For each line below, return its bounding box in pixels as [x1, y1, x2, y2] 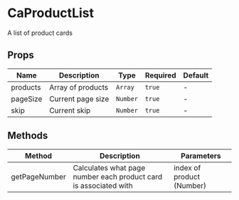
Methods [7, 130, 48, 142]
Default [183, 70, 209, 80]
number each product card [73, 172, 163, 181]
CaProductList [7, 5, 95, 21]
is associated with [73, 180, 133, 190]
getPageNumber [11, 172, 66, 181]
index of [173, 162, 201, 172]
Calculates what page [73, 162, 146, 172]
